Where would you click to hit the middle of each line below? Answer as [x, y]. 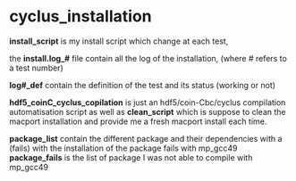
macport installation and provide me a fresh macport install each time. [138, 121]
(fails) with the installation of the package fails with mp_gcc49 [123, 148]
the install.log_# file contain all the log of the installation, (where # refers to [148, 58]
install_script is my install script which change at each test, [119, 41]
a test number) [37, 68]
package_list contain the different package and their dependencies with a [146, 138]
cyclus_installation [80, 16]
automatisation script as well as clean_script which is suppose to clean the [148, 111]
